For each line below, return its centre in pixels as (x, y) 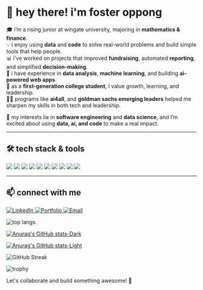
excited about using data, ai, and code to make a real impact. (82, 123)
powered (18, 79)
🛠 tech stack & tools (46, 149)
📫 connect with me (44, 193)
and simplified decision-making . (47, 66)
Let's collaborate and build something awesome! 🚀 (69, 280)
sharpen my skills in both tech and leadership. (63, 105)
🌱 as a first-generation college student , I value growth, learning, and (93, 86)
